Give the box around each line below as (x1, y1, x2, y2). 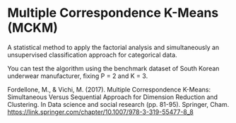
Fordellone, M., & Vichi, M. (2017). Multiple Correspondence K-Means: (7, 85, 211, 93)
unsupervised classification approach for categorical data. (7, 51, 178, 59)
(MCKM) (7, 20, 59, 36)
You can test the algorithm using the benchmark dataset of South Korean (7, 64, 220, 72)
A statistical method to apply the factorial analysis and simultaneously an (7, 43, 220, 51)
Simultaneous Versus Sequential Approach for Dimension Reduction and (7, 93, 218, 101)
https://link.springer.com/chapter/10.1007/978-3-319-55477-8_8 (7, 108, 194, 116)
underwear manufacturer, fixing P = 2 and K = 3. (7, 72, 148, 80)
